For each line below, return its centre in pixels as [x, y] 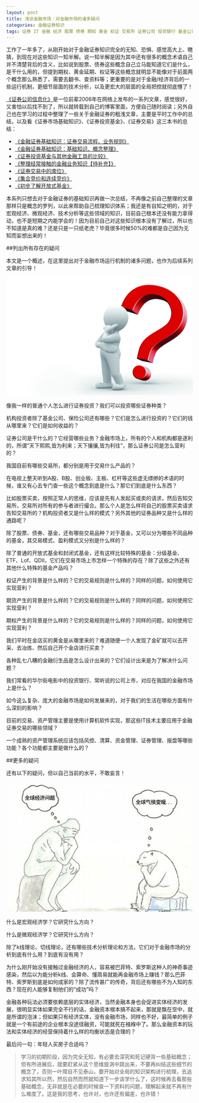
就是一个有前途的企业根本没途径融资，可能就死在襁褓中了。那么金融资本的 [97, 1024]
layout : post [22, 12]
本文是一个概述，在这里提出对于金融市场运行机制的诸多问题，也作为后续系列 [99, 261]
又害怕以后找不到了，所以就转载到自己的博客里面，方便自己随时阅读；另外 [97, 107]
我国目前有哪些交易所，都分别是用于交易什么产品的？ [71, 465]
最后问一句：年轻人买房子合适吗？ [48, 1044]
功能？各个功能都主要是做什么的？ [48, 747]
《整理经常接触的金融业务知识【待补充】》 [65, 164]
